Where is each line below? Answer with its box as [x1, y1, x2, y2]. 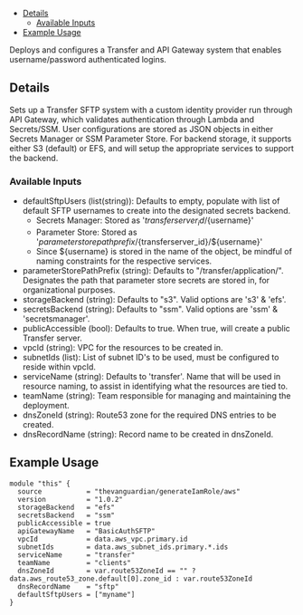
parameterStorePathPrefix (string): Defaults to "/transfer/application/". [22, 264, 284, 275]
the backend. [9, 152, 59, 163]
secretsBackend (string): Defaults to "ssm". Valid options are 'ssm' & [22, 303, 279, 314]
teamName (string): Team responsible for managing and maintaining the [22, 389, 291, 401]
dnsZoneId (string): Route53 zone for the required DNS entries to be [22, 409, 277, 420]
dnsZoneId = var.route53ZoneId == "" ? [17, 566, 196, 575]
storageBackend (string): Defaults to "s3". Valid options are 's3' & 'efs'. [22, 293, 287, 304]
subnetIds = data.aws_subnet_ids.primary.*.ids [17, 543, 229, 552]
